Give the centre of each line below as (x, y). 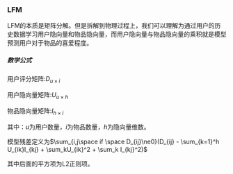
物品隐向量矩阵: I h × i (35, 111)
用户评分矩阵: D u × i (34, 80)
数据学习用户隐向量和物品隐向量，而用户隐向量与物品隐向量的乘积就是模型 (120, 34)
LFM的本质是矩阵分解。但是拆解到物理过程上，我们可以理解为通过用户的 (111, 26)
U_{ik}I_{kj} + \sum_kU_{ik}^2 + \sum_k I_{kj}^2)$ (78, 149)
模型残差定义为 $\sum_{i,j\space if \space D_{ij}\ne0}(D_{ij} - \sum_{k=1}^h (113, 141)
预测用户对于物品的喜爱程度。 (50, 43)
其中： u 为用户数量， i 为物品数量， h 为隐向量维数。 (79, 127)
